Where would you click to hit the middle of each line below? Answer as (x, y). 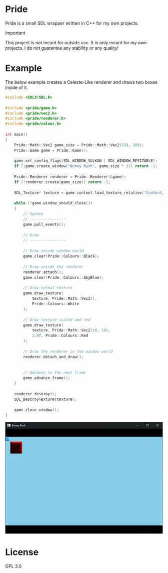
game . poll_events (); (44, 224)
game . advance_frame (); (47, 378)
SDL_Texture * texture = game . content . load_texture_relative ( (79, 193)
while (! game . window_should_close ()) (53, 203)
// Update (33, 214)
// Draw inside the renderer (53, 267)
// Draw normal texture (48, 288)
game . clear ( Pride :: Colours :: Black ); (61, 256)
